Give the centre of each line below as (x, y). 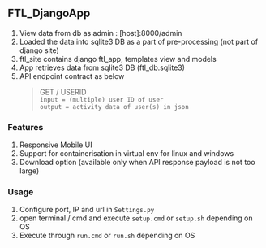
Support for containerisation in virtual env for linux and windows (127, 154)
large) (29, 171)
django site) (39, 50)
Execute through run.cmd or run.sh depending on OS (107, 236)
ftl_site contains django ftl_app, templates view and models (118, 59)
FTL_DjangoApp (49, 13)
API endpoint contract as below (72, 76)
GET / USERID (63, 92)
